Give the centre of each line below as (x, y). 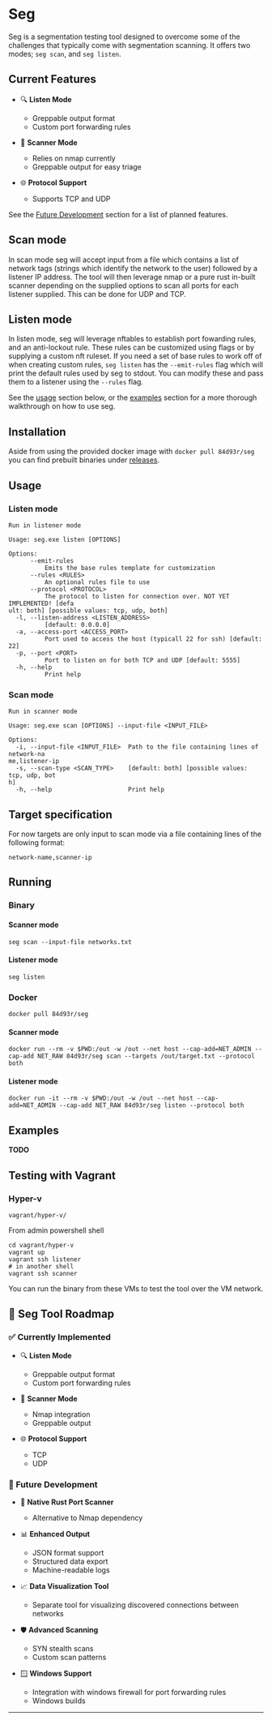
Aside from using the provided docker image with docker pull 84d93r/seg (132, 452)
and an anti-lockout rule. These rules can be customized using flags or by (132, 348)
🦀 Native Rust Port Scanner (67, 1502)
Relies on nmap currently (74, 158)
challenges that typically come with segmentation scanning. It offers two (130, 45)
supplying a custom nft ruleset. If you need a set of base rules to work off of (135, 356)
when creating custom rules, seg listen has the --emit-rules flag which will (136, 365)
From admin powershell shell (56, 1230)
